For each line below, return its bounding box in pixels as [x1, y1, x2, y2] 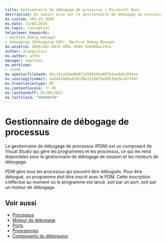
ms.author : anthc [5, 53, 41, 59]
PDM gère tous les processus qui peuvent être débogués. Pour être [5, 169, 142, 175]
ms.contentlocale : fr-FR [5, 85, 56, 91]
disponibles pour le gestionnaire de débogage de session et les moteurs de [5, 154, 159, 160]
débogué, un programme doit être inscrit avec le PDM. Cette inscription [5, 174, 151, 180]
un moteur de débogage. [5, 184, 56, 190]
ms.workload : [5, 62, 32, 67]
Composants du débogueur [12, 233, 69, 239]
